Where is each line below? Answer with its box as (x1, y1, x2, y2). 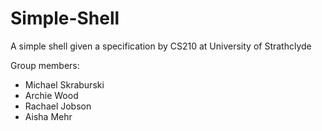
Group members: (10, 59, 80, 71)
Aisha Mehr (24, 110, 73, 122)
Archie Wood (24, 89, 79, 101)
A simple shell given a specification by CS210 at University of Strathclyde (10, 40, 312, 52)
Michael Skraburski (24, 78, 105, 91)
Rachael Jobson (24, 100, 92, 112)
